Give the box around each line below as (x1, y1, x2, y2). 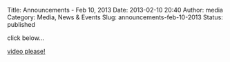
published (7, 21, 36, 28)
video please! (7, 48, 46, 55)
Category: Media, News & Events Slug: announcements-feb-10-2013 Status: (7, 13, 223, 21)
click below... (7, 34, 45, 42)
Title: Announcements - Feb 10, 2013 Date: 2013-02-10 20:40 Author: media (7, 6, 223, 14)
